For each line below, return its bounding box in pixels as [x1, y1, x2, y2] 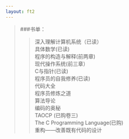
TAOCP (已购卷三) [34, 111, 78, 118]
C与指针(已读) [34, 67, 69, 74]
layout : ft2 [5, 8, 35, 15]
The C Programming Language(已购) [34, 119, 124, 126]
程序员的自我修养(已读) [34, 75, 91, 82]
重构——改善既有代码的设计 [34, 126, 102, 133]
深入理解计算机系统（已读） [34, 38, 102, 45]
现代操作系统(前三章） [34, 60, 89, 67]
